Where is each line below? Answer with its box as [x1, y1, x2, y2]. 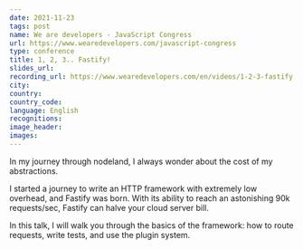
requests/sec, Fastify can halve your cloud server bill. [9, 202, 210, 213]
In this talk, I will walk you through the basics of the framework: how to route [9, 219, 294, 231]
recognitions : [9, 114, 63, 123]
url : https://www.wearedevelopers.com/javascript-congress [9, 38, 237, 48]
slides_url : [9, 64, 54, 73]
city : [9, 81, 30, 90]
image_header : [9, 123, 63, 132]
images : [9, 131, 39, 140]
